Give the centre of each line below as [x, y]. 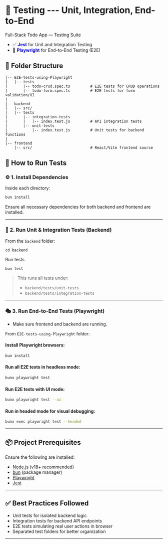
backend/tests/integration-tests [60, 294]
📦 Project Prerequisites [43, 442]
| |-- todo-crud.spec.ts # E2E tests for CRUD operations [82, 86]
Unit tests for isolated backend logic [49, 515]
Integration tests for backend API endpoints [57, 520]
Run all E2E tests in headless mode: [43, 367]
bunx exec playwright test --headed [43, 422]
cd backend [16, 250]
